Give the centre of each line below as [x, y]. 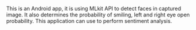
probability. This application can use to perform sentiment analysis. [89, 21]
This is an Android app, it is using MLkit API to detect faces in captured [94, 9]
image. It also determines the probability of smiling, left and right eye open [98, 15]
